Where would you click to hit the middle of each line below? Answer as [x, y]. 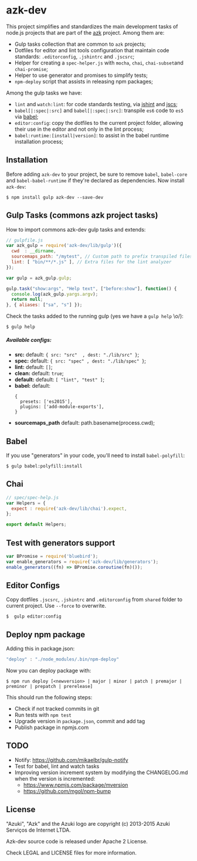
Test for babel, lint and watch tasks [57, 766]
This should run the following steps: [49, 697]
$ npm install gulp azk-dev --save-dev [55, 197]
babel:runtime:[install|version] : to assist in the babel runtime [91, 135]
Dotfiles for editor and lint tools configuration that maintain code [92, 50]
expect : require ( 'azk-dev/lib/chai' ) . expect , [69, 509]
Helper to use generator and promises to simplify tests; [81, 75]
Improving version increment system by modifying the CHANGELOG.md [101, 772]
